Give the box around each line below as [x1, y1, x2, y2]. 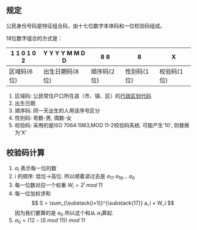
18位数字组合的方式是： [6, 35, 63, 42]
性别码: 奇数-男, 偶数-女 [14, 114, 72, 121]
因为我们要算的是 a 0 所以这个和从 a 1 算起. [14, 209, 114, 218]
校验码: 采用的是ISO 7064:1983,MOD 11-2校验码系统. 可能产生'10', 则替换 [14, 121, 189, 128]
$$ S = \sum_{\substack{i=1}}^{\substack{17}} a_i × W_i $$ [31, 199, 175, 207]
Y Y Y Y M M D [43, 49, 86, 57]
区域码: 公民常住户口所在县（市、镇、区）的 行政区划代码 [14, 92, 151, 99]
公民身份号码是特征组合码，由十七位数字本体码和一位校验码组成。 [6, 22, 165, 29]
